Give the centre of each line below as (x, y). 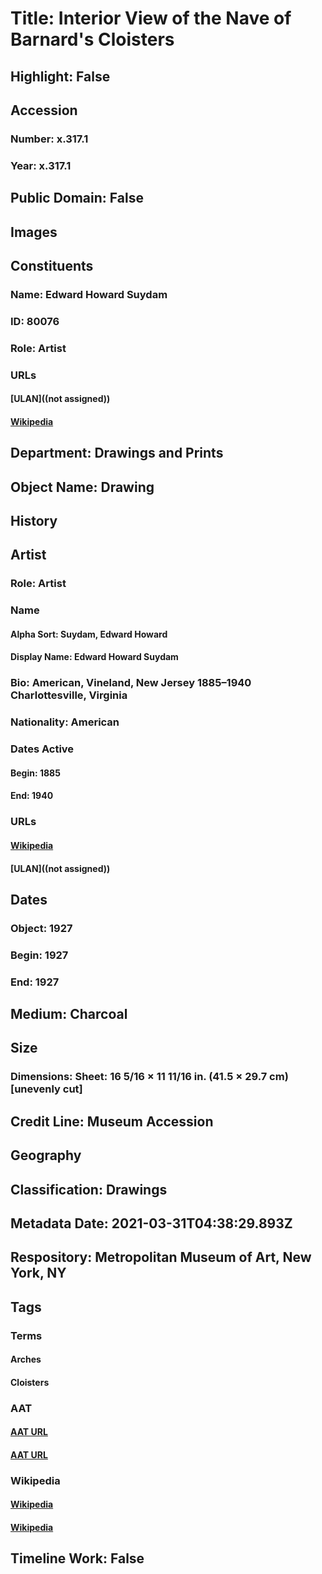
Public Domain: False (77, 198)
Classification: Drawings (89, 1189)
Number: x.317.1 (49, 139)
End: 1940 (32, 796)
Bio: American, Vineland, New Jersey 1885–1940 (131, 683)
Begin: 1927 (39, 955)
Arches (26, 1359)
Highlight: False (60, 76)
